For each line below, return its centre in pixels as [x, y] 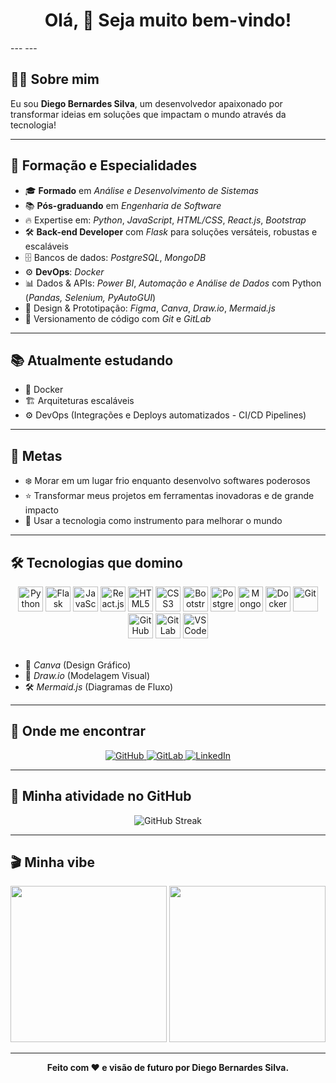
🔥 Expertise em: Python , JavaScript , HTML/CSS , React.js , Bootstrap [165, 220]
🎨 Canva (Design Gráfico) [78, 665]
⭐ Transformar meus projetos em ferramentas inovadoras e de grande [169, 496]
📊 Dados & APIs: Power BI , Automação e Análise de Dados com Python [173, 283]
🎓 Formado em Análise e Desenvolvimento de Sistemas [141, 190]
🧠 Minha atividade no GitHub [101, 796]
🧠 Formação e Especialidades [104, 165]
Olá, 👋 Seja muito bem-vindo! [168, 20]
